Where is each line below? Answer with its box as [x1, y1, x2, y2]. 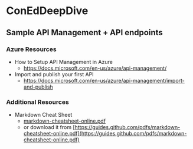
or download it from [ [23, 124, 75, 131]
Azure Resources [6, 45, 57, 53]
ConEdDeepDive [6, 4, 89, 18]
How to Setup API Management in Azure [14, 58, 113, 65]
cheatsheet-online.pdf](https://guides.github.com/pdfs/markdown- [23, 130, 187, 137]
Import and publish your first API [14, 70, 94, 77]
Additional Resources [6, 98, 69, 106]
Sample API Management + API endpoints [6, 28, 163, 38]
